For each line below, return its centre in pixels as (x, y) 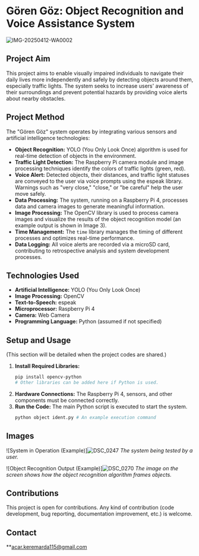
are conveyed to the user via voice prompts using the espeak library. (99, 181)
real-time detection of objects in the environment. (75, 155)
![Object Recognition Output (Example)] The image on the (92, 468)
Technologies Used (42, 275)
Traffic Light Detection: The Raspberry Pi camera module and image (99, 162)
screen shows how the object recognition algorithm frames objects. (89, 474)
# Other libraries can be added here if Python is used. (87, 383)
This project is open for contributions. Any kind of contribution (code (90, 508)
